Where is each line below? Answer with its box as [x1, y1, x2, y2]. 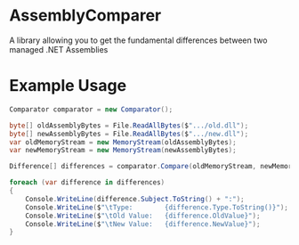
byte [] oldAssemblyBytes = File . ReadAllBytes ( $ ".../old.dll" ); [9, 121, 249, 130]
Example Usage [9, 76, 127, 96]
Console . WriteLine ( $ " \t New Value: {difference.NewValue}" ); [25, 219, 261, 228]
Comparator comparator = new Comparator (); [9, 104, 174, 114]
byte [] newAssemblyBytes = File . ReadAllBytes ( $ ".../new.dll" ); [9, 129, 249, 138]
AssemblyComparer [9, 5, 162, 26]
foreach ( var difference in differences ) [9, 178, 166, 187]
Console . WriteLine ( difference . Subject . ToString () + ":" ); [25, 194, 245, 203]
